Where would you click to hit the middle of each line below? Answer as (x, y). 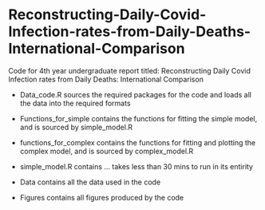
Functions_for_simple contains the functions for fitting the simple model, (138, 118)
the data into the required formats (75, 103)
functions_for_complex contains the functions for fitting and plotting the (138, 142)
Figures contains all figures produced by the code (102, 197)
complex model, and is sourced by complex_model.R (107, 151)
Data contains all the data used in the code (90, 182)
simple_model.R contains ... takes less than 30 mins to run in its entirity (136, 166)
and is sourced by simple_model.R (76, 127)
